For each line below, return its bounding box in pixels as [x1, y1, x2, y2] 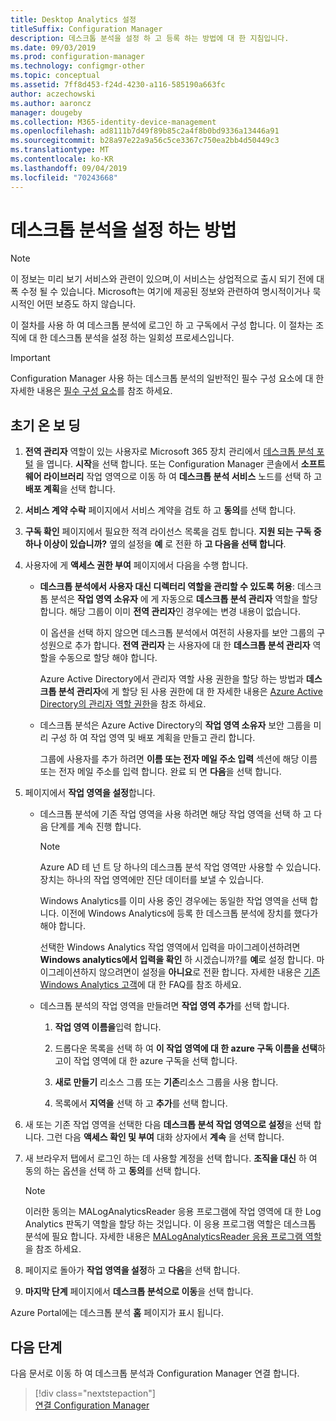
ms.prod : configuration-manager [10, 52, 145, 62]
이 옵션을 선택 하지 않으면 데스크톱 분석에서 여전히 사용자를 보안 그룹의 [39, 627, 315, 639]
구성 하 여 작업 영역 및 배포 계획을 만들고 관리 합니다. [50, 732, 256, 744]
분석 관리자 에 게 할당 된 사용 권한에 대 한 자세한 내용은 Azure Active [58, 686, 323, 698]
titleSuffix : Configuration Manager [10, 24, 163, 34]
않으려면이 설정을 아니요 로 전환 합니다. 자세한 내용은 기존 [98, 966, 321, 978]
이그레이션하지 [39, 966, 97, 978]
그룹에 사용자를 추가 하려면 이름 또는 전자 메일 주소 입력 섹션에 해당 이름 [39, 753, 318, 765]
